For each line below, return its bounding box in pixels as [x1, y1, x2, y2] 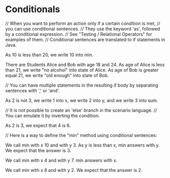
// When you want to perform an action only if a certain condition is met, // [5, 20, 161, 26]
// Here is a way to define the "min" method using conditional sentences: [5, 132, 157, 138]
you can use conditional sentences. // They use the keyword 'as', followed [5, 25, 160, 31]
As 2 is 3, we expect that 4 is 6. [5, 122, 71, 128]
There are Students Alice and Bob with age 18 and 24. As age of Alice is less [5, 61, 165, 67]
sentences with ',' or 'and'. [5, 87, 60, 93]
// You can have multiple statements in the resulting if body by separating [5, 82, 158, 88]
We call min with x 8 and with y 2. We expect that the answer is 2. [5, 167, 143, 173]
